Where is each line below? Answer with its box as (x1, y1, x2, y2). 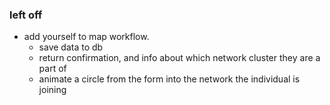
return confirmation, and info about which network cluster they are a (38, 52, 321, 64)
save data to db (38, 41, 104, 53)
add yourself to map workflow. (23, 31, 150, 43)
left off (9, 8, 43, 22)
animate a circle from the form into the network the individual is (38, 73, 301, 85)
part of (38, 63, 67, 75)
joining (38, 84, 67, 96)
